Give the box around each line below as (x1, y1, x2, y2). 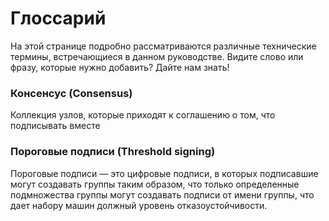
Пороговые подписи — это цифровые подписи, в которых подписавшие (10, 167, 319, 179)
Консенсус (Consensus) (10, 86, 133, 100)
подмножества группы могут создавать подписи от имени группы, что (10, 188, 315, 201)
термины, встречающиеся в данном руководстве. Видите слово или (10, 50, 304, 62)
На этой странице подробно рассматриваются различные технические (10, 40, 317, 52)
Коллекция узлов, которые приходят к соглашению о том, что (10, 109, 276, 121)
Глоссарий (10, 7, 107, 30)
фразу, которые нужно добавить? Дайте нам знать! (10, 61, 230, 73)
